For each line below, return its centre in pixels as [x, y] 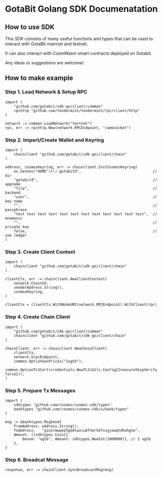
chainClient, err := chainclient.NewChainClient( [56, 348]
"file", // [86, 188]
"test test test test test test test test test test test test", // [86, 214]
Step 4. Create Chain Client [38, 317]
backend [13, 193]
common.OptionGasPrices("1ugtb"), [49, 361]
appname [13, 184]
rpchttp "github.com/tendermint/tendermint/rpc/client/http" [77, 111]
